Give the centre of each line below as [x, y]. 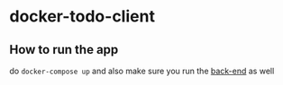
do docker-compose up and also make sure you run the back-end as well [142, 71]
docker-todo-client [82, 17]
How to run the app [64, 50]
